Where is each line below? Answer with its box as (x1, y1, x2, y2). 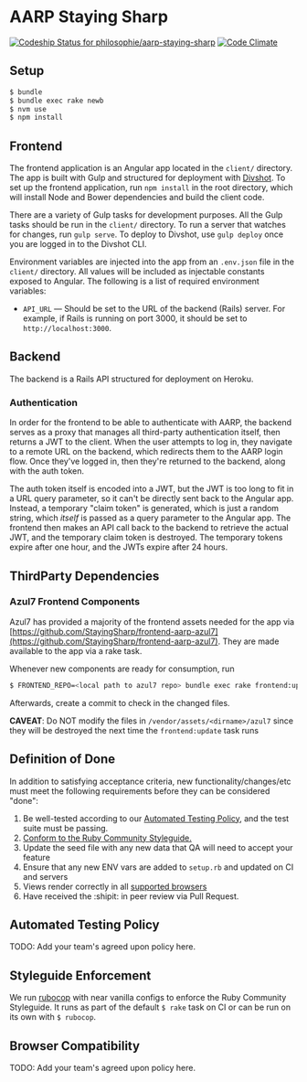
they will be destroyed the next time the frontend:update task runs (9, 724, 259, 735)
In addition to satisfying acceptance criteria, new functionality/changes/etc (9, 776, 291, 787)
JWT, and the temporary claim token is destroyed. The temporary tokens (9, 532, 283, 543)
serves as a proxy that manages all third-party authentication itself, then (9, 427, 281, 438)
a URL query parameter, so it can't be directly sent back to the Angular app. (9, 493, 294, 504)
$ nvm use (9, 104, 48, 113)
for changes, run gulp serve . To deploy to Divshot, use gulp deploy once (9, 229, 284, 240)
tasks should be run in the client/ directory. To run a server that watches (9, 220, 286, 230)
